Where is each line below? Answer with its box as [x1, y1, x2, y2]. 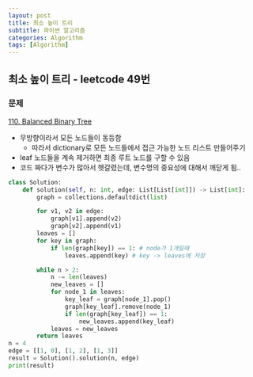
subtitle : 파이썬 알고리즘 [8, 26, 85, 34]
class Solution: [8, 178, 62, 186]
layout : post [8, 11, 51, 20]
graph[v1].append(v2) [50, 215, 123, 223]
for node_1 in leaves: [50, 288, 126, 296]
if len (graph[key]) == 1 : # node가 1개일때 [50, 244, 190, 252]
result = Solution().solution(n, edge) [8, 354, 140, 363]
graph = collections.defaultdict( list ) [36, 193, 168, 201]
